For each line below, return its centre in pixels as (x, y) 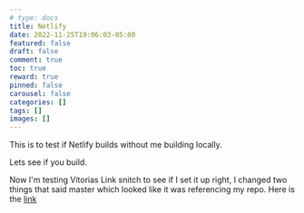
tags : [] (26, 111)
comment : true (36, 60)
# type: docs (34, 18)
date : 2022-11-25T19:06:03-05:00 (73, 34)
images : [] (30, 119)
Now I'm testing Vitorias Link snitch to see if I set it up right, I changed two (148, 180)
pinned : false (36, 85)
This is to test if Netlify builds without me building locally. (116, 145)
